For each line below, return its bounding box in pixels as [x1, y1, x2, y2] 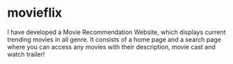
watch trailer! [7, 50, 45, 58]
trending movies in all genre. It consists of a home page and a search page [7, 35, 221, 43]
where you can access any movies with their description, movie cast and [7, 42, 216, 51]
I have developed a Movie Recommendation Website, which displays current [7, 28, 226, 36]
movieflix [7, 5, 63, 21]
